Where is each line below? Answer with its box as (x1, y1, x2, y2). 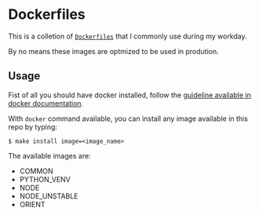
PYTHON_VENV (19, 174, 71, 184)
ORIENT (19, 199, 46, 209)
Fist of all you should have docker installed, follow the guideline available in (8, 90, 251, 100)
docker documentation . (8, 98, 84, 107)
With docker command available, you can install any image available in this (8, 114, 249, 123)
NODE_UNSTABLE (19, 191, 78, 201)
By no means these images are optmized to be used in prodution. (8, 46, 220, 56)
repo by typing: (8, 122, 57, 131)
